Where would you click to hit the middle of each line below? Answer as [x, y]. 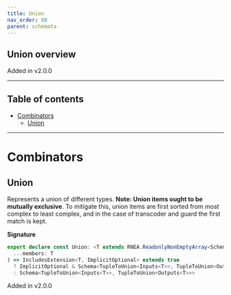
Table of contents [45, 99]
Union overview [42, 54]
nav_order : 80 [27, 20]
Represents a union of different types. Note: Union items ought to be [105, 199]
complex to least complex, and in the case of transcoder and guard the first [114, 214]
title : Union [26, 13]
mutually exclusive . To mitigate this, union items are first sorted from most [113, 206]
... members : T [33, 253]
